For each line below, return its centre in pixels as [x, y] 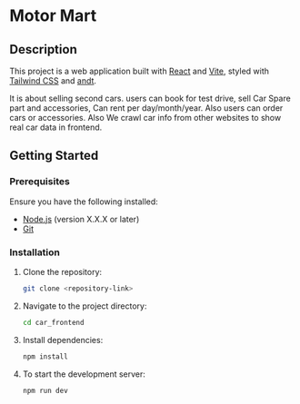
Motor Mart [53, 16]
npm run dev [45, 390]
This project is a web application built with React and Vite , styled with [140, 71]
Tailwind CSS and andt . [53, 81]
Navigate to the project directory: [85, 306]
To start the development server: [84, 374]
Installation [35, 252]
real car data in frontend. [56, 127]
